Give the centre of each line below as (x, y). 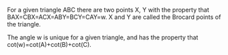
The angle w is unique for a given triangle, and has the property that (103, 37)
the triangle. (24, 24)
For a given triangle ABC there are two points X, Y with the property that (108, 10)
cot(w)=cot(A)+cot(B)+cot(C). (49, 44)
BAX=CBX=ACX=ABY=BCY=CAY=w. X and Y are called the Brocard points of (114, 17)
